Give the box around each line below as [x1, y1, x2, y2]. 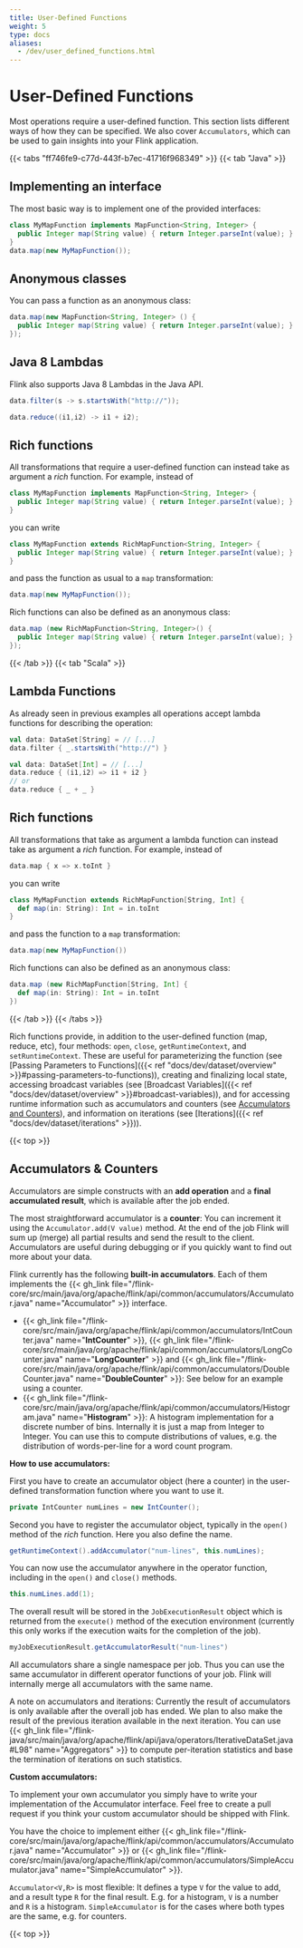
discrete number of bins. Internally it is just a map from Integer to [22, 1420, 265, 1432]
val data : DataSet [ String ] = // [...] [9, 735, 156, 744]
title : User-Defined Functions [9, 13, 128, 23]
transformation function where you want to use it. [40, 1485, 224, 1496]
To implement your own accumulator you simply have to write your [9, 1789, 258, 1800]
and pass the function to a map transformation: [9, 928, 181, 939]
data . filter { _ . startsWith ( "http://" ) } [9, 743, 168, 752]
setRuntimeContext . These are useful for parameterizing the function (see [9, 1050, 283, 1061]
